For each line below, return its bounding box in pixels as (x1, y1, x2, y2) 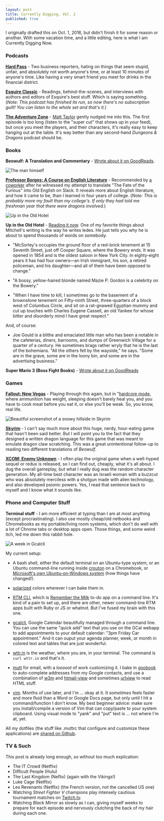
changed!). (12, 575, 35, 581)
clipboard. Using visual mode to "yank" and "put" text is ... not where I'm (12, 710, 159, 716)
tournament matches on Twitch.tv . (12, 795, 82, 800)
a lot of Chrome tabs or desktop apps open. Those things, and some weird (5, 526, 155, 532)
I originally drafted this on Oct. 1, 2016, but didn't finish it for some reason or (5, 30, 158, 36)
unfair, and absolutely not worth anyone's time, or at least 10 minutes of (5, 69, 149, 75)
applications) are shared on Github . (5, 730, 77, 736)
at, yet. (12, 716, 27, 721)
